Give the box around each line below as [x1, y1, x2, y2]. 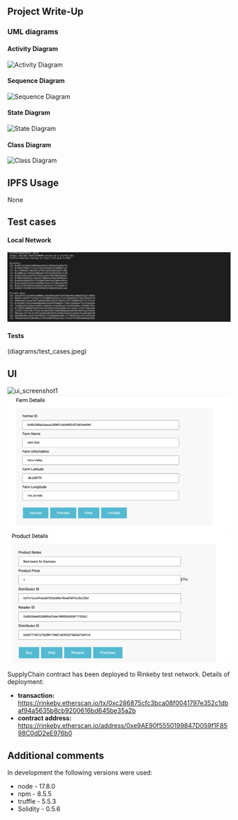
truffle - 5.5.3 [17, 797, 57, 806]
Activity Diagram [7, 44, 58, 52]
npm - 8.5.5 [17, 790, 52, 798]
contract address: [17, 714, 72, 722]
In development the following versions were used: [7, 768, 153, 777]
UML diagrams [7, 27, 59, 37]
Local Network [7, 235, 52, 244]
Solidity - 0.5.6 [17, 804, 61, 814]
